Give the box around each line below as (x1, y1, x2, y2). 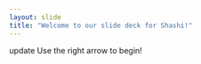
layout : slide (9, 12, 62, 22)
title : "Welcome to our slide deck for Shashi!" (9, 21, 193, 30)
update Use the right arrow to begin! (9, 45, 142, 55)
